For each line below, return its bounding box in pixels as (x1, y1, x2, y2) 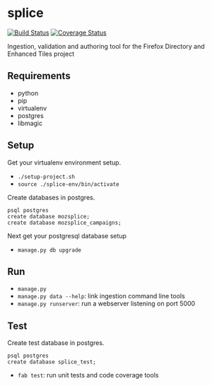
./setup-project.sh (17, 173, 76, 180)
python (17, 88, 39, 97)
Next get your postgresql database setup (7, 231, 127, 240)
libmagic (17, 119, 43, 127)
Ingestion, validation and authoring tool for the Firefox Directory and (7, 42, 205, 50)
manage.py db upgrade (17, 246, 81, 254)
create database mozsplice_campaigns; (7, 219, 122, 226)
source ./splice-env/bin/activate (17, 180, 119, 188)
